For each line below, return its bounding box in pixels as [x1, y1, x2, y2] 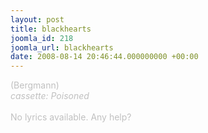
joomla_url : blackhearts [10, 42, 114, 53]
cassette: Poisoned [10, 90, 90, 102]
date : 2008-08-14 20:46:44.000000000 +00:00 [10, 52, 199, 62]
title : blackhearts [10, 24, 92, 34]
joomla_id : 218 [10, 33, 74, 43]
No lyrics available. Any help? [10, 111, 132, 123]
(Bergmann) [10, 79, 60, 91]
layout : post [10, 14, 65, 25]
